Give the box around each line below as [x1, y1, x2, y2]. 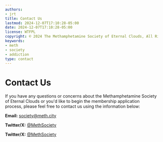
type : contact [5, 57, 34, 61]
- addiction [5, 52, 29, 57]
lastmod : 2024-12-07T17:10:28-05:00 [5, 20, 79, 26]
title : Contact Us [5, 16, 42, 21]
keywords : [5, 39, 25, 43]
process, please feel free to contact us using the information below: [5, 103, 141, 109]
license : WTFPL [5, 29, 36, 34]
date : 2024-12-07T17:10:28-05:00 [5, 25, 73, 30]
